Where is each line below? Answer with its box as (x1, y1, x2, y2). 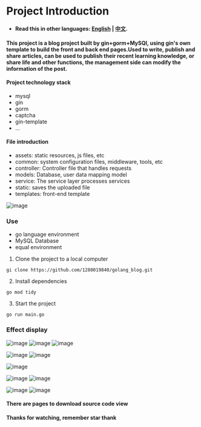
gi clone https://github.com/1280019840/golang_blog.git (6, 267, 153, 273)
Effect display (6, 325, 48, 334)
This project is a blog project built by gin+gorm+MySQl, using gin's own (6, 39, 191, 47)
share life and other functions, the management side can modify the (6, 59, 181, 66)
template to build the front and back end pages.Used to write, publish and (6, 45, 196, 53)
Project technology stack (6, 79, 71, 86)
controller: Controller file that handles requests (15, 165, 132, 172)
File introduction (6, 138, 49, 146)
